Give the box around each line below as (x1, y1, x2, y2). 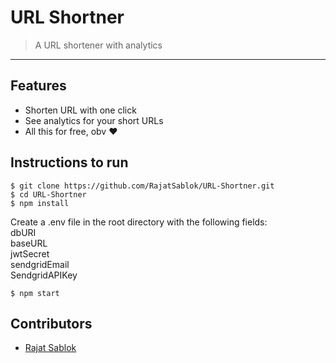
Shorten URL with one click (24, 104, 137, 116)
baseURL (10, 237, 48, 249)
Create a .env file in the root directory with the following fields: (10, 216, 268, 228)
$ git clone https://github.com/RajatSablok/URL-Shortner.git (10, 181, 275, 191)
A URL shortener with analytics (34, 39, 163, 51)
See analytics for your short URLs (24, 114, 164, 126)
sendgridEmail (10, 258, 70, 270)
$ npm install (10, 198, 70, 208)
